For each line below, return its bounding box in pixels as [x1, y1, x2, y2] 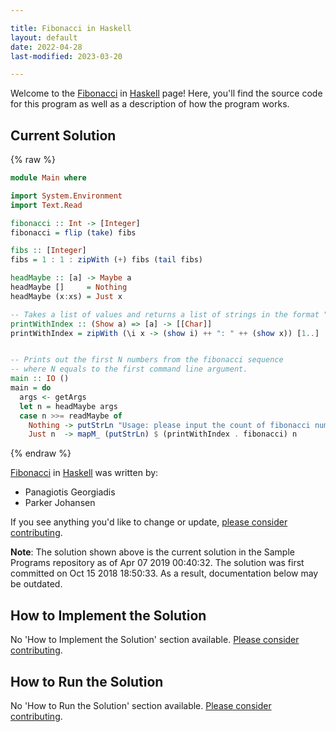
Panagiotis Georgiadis [24, 486, 116, 498]
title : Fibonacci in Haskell [10, 23, 132, 33]
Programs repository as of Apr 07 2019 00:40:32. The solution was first [10, 557, 305, 569]
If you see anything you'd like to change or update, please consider [10, 516, 288, 528]
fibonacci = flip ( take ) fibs [10, 227, 137, 238]
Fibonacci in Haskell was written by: [10, 467, 159, 479]
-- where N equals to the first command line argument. [10, 364, 248, 375]
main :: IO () [10, 374, 70, 384]
